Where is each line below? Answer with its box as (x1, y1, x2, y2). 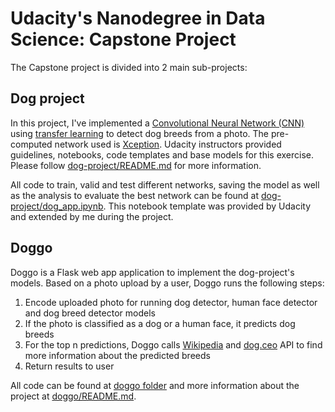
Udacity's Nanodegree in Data (10, 7, 266, 30)
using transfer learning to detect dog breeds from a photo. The (10, 127, 269, 139)
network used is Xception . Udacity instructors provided (54, 138, 282, 150)
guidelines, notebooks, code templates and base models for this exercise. (10, 148, 315, 161)
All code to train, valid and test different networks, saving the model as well (10, 178, 320, 191)
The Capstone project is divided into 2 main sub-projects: (10, 61, 248, 73)
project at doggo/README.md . (10, 390, 137, 402)
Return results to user (24, 360, 115, 372)
